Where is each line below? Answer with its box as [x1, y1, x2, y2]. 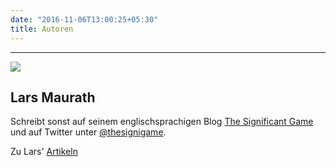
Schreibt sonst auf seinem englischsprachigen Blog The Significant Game [10, 116, 314, 128]
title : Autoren [10, 24, 74, 34]
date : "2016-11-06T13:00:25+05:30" [10, 14, 159, 25]
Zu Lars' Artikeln [10, 146, 78, 158]
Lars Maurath [10, 89, 96, 106]
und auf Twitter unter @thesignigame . [10, 126, 167, 138]
